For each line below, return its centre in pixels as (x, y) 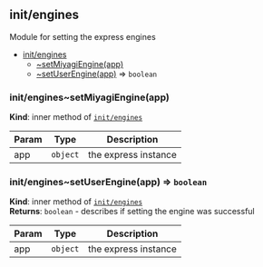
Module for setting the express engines (83, 36)
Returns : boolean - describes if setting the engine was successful (132, 212)
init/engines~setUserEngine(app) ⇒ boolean (108, 183)
